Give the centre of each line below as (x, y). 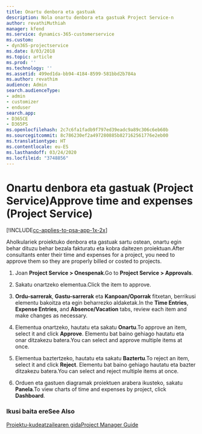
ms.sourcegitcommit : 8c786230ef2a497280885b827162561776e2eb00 (87, 136)
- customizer (23, 102)
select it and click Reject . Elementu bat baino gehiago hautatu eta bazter (105, 365)
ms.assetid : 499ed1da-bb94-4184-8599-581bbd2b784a (71, 74)
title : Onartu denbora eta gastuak (51, 12)
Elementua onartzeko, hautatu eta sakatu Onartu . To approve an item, (101, 328)
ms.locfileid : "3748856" (37, 158)
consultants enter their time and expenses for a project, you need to (91, 255)
